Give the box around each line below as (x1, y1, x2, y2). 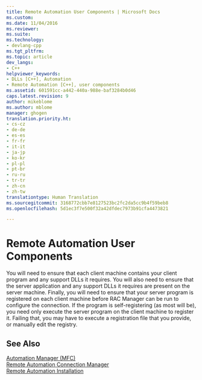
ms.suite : (6, 31, 31, 37)
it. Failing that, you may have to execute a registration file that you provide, (6, 315, 192, 322)
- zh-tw (6, 188, 26, 195)
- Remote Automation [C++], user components (6, 82, 120, 88)
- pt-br (6, 166, 26, 172)
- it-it (6, 143, 26, 150)
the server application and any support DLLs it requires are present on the (6, 282, 190, 290)
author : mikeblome (6, 98, 52, 105)
